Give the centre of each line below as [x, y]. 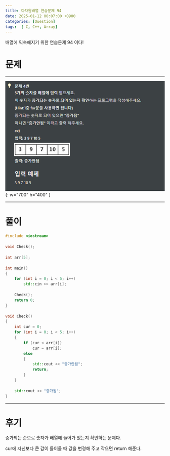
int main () [17, 268]
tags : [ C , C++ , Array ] [31, 27]
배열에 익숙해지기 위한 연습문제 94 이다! [45, 43]
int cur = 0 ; [28, 327]
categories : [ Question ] [30, 21]
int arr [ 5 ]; [18, 257]
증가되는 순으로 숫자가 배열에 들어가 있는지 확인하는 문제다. [63, 438]
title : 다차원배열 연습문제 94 [33, 11]
